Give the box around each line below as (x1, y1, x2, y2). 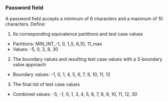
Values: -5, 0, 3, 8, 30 (12, 46, 58, 53)
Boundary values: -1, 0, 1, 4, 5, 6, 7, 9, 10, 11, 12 (12, 71, 111, 78)
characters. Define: (5, 21, 46, 27)
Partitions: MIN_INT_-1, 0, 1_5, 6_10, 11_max (12, 41, 102, 47)
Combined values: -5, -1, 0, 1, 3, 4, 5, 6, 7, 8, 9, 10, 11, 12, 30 (12, 91, 137, 97)
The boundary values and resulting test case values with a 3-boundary (12, 56, 162, 62)
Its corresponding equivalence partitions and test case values (12, 31, 143, 37)
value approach (12, 62, 46, 68)
